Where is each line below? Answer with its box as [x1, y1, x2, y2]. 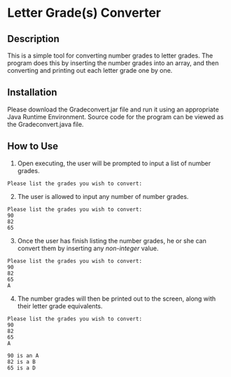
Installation [7, 86, 57, 99]
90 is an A [7, 352, 39, 359]
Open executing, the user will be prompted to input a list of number [17, 159, 211, 167]
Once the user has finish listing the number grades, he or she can [17, 236, 206, 245]
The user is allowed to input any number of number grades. [17, 192, 189, 200]
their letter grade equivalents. [17, 301, 103, 310]
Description [7, 33, 59, 45]
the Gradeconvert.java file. [7, 120, 84, 128]
